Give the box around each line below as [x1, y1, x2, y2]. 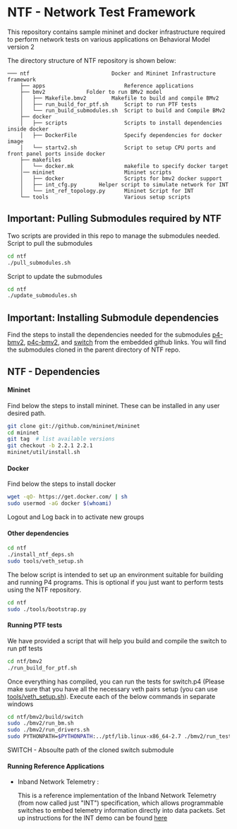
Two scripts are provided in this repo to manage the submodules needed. [7, 231, 220, 240]
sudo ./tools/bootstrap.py [7, 605, 87, 613]
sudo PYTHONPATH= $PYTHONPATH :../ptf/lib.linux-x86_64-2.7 [7, 733, 181, 740]
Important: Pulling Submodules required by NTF [7, 213, 222, 225]
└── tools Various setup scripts [20, 193, 191, 201]
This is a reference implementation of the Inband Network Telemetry [17, 792, 217, 800]
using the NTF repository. [7, 585, 82, 594]
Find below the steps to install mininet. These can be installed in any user [7, 401, 220, 410]
